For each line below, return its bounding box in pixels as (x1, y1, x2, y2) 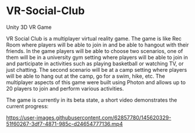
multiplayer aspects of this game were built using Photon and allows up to (6, 78, 186, 86)
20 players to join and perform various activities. (6, 85, 124, 92)
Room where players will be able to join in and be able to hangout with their (6, 41, 189, 48)
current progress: (6, 102, 49, 109)
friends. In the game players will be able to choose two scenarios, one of (6, 47, 183, 54)
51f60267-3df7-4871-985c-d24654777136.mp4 (6, 120, 123, 127)
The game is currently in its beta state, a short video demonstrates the (6, 96, 177, 104)
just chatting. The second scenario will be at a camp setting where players (6, 66, 187, 73)
